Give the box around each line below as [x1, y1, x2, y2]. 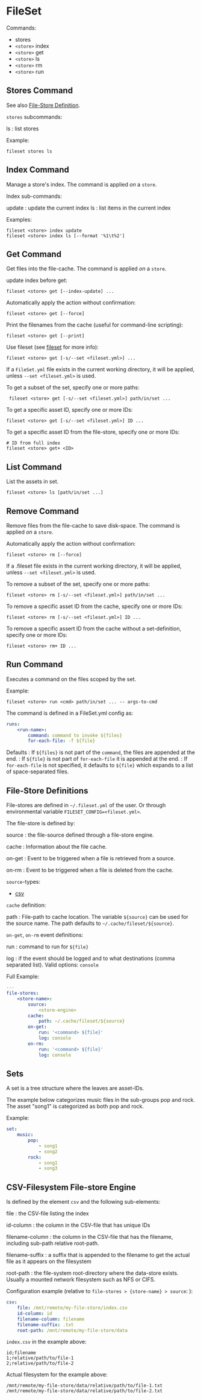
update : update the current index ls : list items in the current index [6, 204, 172, 211]
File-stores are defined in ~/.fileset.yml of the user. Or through [6, 802, 166, 809]
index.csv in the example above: [6, 1338, 87, 1346]
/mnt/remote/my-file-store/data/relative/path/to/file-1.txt [6, 1382, 163, 1389]
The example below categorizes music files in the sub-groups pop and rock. [6, 1096, 196, 1104]
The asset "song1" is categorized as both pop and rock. [6, 1103, 144, 1110]
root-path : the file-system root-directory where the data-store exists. [6, 1270, 179, 1277]
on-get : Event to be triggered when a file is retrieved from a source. [6, 855, 176, 862]
